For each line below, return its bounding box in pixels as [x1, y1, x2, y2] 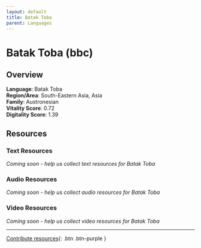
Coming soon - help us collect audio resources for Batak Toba [6, 189, 160, 196]
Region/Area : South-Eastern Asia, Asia [6, 92, 103, 99]
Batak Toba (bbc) [6, 46, 93, 59]
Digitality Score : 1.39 [6, 111, 59, 118]
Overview [6, 70, 44, 80]
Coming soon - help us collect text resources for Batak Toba [6, 160, 156, 168]
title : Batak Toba [6, 14, 52, 20]
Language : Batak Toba [6, 85, 63, 93]
